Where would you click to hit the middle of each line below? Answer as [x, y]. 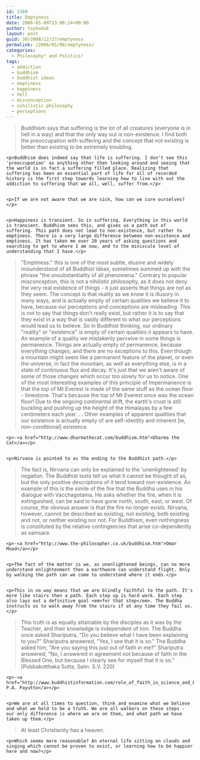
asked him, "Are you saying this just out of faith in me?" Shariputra [102, 648]
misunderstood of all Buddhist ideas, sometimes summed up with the [105, 269]
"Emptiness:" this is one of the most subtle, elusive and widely [97, 263]
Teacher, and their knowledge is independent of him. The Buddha [101, 629]
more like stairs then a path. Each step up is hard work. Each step [94, 596]
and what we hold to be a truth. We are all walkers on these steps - [96, 709]
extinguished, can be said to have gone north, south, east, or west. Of [106, 501]
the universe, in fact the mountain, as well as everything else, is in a [104, 364]
